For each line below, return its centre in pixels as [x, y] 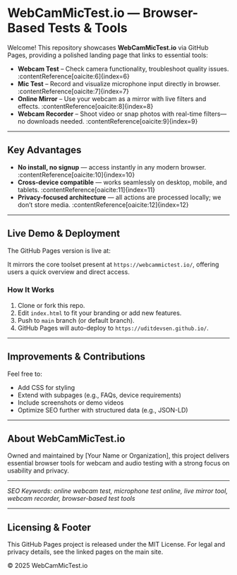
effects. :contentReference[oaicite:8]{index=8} [85, 106]
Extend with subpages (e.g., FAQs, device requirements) [99, 395]
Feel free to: [25, 374]
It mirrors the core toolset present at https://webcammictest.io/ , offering [113, 264]
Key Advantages [44, 150]
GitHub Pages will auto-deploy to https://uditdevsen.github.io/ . [113, 328]
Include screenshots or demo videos [71, 402]
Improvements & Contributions [77, 357]
